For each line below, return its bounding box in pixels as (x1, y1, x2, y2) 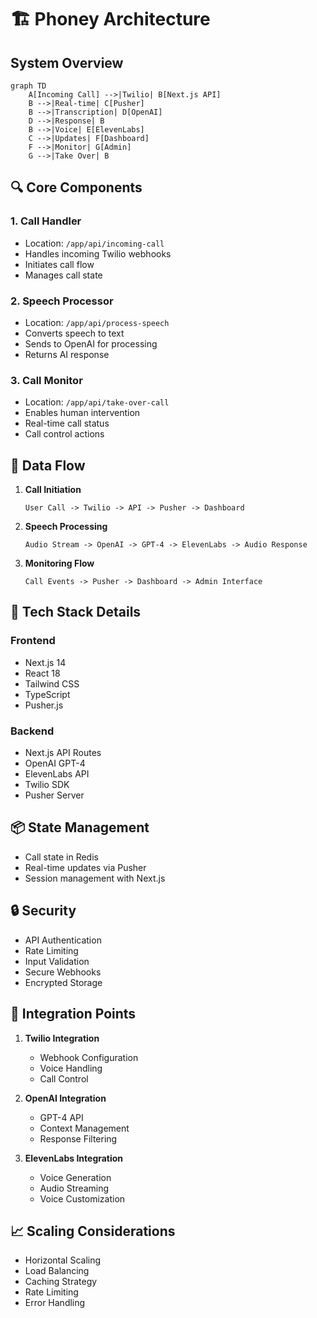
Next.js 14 (24, 656, 67, 668)
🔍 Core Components (10, 179, 143, 196)
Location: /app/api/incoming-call (24, 237, 165, 249)
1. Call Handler (10, 214, 82, 228)
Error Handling (24, 1297, 86, 1309)
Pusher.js (24, 699, 64, 711)
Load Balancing (24, 1265, 90, 1277)
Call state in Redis (24, 851, 99, 863)
